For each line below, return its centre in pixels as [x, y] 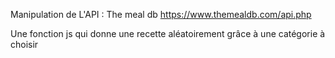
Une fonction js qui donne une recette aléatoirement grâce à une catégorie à [168, 33]
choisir [24, 44]
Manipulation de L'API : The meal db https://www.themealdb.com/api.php [161, 14]
